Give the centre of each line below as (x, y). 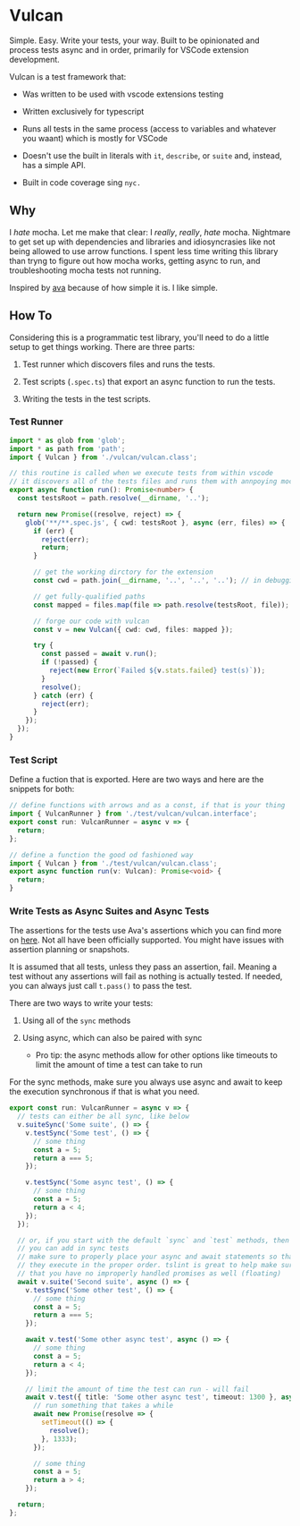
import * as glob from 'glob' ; (67, 440)
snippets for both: (42, 789)
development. (34, 59)
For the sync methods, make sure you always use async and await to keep (146, 1082)
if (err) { (53, 531)
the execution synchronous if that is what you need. (104, 1092)
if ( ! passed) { (70, 662)
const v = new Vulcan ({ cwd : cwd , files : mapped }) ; (133, 629)
